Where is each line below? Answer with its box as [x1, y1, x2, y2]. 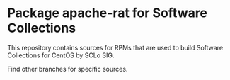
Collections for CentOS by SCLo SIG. [7, 51, 115, 59]
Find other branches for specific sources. [7, 64, 128, 73]
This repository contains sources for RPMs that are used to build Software [7, 43, 224, 52]
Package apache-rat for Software [7, 5, 207, 21]
